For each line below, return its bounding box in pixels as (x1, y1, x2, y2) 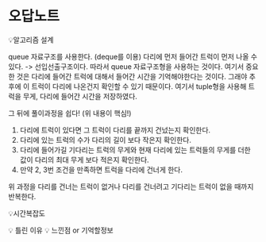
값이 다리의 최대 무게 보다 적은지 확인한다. (19, 155, 149, 164)
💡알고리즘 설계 (8, 35, 54, 44)
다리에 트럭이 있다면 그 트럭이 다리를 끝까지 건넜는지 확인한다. (19, 125, 211, 135)
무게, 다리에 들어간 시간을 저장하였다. (22, 91, 137, 101)
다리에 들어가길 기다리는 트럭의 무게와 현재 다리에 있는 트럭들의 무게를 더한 (19, 144, 252, 155)
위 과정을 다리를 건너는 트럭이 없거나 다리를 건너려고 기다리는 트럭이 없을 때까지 (8, 182, 254, 191)
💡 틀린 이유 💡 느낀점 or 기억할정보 (8, 225, 114, 235)
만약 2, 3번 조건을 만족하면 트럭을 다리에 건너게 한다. (19, 164, 183, 175)
